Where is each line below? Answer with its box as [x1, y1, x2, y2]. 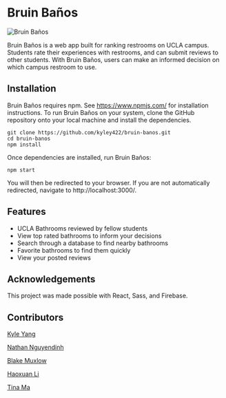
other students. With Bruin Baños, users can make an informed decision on [7, 55, 220, 63]
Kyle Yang [7, 330, 36, 338]
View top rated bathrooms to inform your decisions [17, 231, 162, 240]
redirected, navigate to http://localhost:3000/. [7, 186, 137, 194]
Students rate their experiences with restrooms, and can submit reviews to [7, 48, 219, 56]
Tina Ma [7, 384, 31, 392]
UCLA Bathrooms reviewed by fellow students [17, 224, 148, 232]
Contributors [7, 311, 64, 323]
